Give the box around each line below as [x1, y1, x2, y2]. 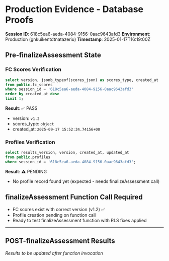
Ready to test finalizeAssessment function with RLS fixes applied [12, 217, 147, 223]
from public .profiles [5, 155, 51, 160]
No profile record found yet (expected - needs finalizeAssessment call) [12, 178, 160, 184]
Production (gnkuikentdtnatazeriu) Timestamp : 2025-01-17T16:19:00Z [5, 36, 151, 42]
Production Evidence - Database [5, 4, 143, 15]
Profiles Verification [5, 139, 55, 146]
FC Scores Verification [5, 66, 62, 73]
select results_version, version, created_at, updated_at [5, 150, 129, 155]
